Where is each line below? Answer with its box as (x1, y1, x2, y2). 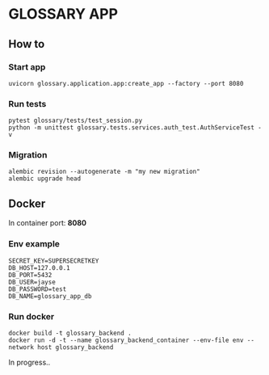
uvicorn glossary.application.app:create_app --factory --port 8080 (8, 79, 244, 87)
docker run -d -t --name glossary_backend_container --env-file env (8, 336, 244, 344)
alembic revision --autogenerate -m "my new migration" (8, 167, 200, 176)
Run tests (8, 98, 47, 109)
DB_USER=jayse (8, 278, 57, 286)
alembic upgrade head (8, 175, 82, 183)
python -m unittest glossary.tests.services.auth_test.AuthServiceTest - (8, 124, 263, 132)
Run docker (8, 310, 55, 322)
